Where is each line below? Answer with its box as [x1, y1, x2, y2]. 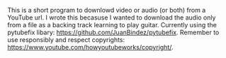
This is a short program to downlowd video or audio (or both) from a [7, 6, 206, 14]
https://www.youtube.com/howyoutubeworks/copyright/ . [7, 43, 174, 51]
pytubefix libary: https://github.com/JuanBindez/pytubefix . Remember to [7, 28, 220, 36]
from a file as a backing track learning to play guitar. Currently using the [7, 21, 217, 29]
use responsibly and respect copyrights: [7, 36, 125, 44]
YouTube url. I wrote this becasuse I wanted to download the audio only [7, 13, 216, 22]
